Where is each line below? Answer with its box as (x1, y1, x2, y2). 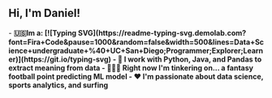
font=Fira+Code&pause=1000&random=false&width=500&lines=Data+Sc (8, 36, 265, 47)
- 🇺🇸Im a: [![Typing (8, 28, 77, 37)
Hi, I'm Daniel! (8, 6, 81, 20)
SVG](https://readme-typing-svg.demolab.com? (78, 28, 247, 37)
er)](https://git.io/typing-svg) (8, 54, 112, 64)
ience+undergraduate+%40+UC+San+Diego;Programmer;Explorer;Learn (8, 45, 264, 55)
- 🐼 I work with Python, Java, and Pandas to (112, 54, 262, 64)
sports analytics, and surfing (8, 80, 109, 90)
